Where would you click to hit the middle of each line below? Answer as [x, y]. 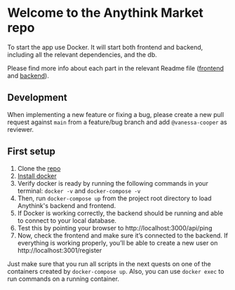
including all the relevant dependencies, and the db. [82, 55]
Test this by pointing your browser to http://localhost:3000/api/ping [115, 228]
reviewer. [20, 129]
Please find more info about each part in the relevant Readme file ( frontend [116, 68]
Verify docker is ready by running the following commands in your [113, 183]
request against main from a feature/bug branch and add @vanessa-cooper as [117, 122]
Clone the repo [39, 168]
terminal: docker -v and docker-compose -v [79, 191]
